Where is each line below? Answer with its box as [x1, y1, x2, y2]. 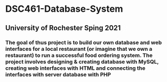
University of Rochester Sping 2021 [5, 24, 121, 32]
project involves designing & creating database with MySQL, [5, 58, 159, 65]
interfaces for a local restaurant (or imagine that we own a [5, 45, 153, 52]
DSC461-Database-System [5, 3, 123, 15]
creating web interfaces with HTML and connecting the [5, 65, 145, 72]
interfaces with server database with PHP [5, 71, 111, 78]
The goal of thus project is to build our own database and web [5, 39, 162, 46]
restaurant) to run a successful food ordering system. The [5, 52, 153, 59]
